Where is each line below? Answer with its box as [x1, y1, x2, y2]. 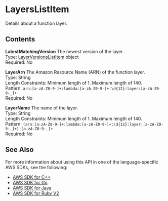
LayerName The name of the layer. [5, 105, 78, 111]
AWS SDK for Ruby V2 [12, 190, 59, 196]
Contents [5, 35, 35, 44]
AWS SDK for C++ [12, 174, 51, 180]
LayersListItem [5, 4, 69, 15]
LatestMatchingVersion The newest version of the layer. [5, 48, 124, 54]
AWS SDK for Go [12, 179, 48, 185]
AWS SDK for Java [12, 185, 52, 191]
